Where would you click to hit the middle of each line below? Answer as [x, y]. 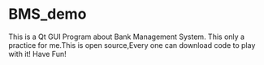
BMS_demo [48, 14]
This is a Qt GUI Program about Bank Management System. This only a [127, 37]
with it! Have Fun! [37, 54]
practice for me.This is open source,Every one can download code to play [132, 45]
